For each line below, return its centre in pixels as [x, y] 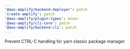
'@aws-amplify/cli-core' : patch [37, 23]
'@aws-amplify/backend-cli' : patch [41, 28]
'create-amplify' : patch [30, 14]
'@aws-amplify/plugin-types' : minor [42, 18]
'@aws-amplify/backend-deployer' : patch [46, 9]
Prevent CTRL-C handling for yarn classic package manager [65, 41]
